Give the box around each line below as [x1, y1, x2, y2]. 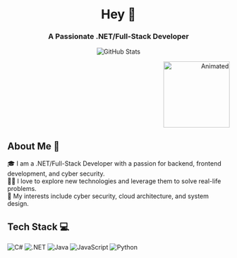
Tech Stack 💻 [7, 221, 70, 233]
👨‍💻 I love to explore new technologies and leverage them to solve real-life [7, 177, 221, 185]
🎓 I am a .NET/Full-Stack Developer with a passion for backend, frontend [7, 159, 221, 168]
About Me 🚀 [7, 140, 60, 152]
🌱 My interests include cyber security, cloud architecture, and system [7, 192, 209, 200]
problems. [7, 185, 37, 193]
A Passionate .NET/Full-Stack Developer [48, 32, 189, 42]
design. [7, 199, 30, 208]
